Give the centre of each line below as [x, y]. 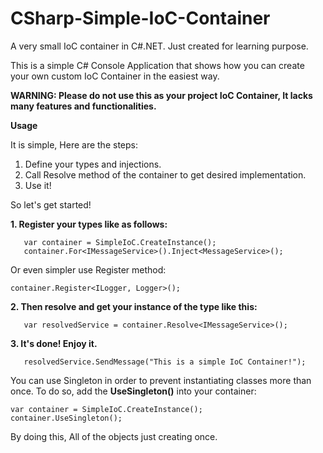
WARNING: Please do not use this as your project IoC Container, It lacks [161, 95]
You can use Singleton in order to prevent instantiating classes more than [161, 380]
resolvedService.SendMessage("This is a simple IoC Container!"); [165, 362]
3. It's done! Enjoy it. [54, 343]
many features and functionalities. [83, 106]
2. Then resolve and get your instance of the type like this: [134, 306]
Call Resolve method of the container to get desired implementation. [165, 174]
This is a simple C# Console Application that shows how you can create [157, 65]
